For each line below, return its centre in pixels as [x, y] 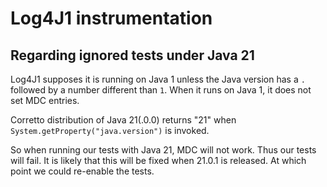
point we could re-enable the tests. [82, 171]
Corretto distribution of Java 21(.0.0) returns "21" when [123, 120]
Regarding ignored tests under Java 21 [132, 55]
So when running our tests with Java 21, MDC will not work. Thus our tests [163, 150]
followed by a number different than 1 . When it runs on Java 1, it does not [161, 90]
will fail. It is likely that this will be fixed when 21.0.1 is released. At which [158, 160]
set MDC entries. [45, 100]
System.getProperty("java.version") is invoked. [110, 130]
